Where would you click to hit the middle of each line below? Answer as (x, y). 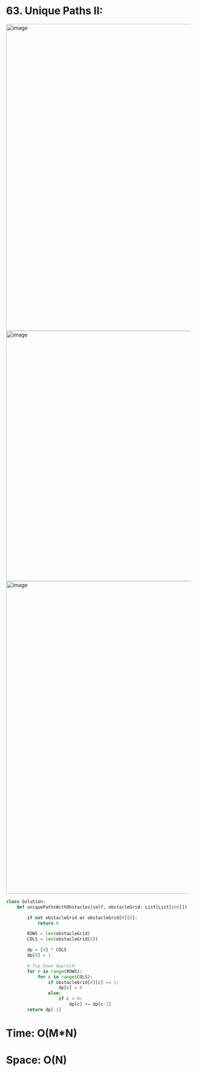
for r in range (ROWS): (55, 971)
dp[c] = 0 (70, 988)
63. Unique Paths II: (55, 11)
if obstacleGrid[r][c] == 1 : (83, 982)
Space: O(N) (37, 1060)
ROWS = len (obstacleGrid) (59, 934)
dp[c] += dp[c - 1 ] (90, 1004)
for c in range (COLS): (65, 977)
